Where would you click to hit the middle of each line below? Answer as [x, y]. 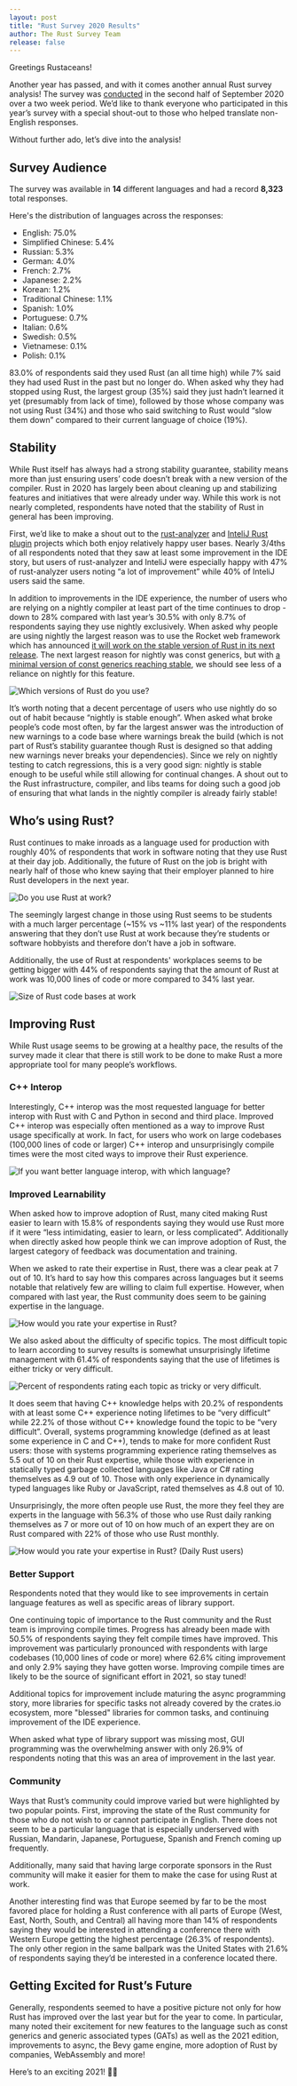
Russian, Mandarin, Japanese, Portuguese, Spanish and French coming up [145, 1838]
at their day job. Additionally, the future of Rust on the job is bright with [138, 861]
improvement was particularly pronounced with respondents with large [139, 1648]
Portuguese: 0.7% [55, 318]
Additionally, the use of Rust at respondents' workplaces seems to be [136, 959]
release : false [37, 42]
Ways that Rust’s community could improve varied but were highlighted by [145, 1801]
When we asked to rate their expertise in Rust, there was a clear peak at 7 [144, 1269]
